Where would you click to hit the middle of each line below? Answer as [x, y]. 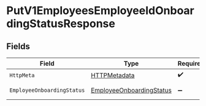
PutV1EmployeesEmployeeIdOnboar [100, 11]
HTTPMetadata [113, 75]
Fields [18, 46]
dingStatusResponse [61, 24]
